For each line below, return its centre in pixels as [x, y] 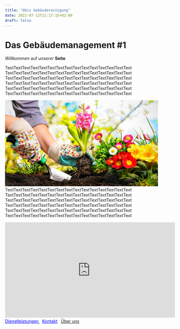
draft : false [18, 20]
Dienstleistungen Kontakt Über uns [42, 321]
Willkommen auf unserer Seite [35, 59]
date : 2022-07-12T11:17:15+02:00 [39, 15]
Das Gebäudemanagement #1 [66, 45]
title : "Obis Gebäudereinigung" [38, 10]
